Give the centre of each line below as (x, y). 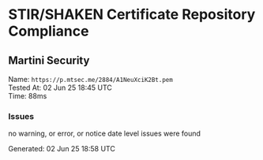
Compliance (49, 31)
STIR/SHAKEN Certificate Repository (132, 15)
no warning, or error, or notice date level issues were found (105, 134)
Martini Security (49, 60)
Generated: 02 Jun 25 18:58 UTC (62, 149)
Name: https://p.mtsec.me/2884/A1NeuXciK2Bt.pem (91, 79)
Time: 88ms (28, 96)
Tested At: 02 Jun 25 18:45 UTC (60, 87)
